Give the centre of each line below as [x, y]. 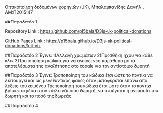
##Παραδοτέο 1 [21, 22]
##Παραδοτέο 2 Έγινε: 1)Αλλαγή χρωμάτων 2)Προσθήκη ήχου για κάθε [79, 55]
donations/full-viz [23, 46]
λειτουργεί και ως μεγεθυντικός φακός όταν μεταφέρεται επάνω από [76, 80]
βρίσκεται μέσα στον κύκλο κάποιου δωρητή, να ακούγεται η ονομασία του [82, 91]
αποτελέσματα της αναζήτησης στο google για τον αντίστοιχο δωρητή [77, 66]
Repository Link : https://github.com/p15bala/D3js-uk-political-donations [78, 31]
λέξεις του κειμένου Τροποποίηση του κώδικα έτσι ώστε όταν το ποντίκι [78, 86]
